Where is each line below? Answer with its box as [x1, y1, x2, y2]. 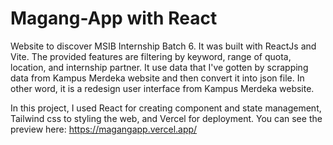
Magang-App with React [10, 7, 218, 30]
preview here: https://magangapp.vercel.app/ [10, 123, 198, 135]
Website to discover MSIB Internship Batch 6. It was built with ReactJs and [10, 40, 317, 52]
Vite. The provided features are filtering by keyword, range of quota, [10, 50, 292, 62]
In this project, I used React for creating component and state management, [10, 102, 322, 114]
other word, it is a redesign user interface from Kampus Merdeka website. [10, 82, 315, 94]
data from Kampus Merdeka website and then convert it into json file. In [10, 72, 305, 84]
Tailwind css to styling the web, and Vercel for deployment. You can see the [10, 112, 323, 124]
